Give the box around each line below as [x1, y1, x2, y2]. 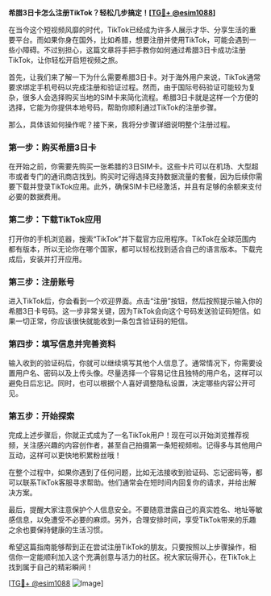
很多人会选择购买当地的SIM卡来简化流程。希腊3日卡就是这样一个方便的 [22, 93, 260, 102]
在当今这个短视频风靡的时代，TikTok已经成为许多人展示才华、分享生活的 [8, 25, 250, 35]
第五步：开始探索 [8, 411, 75, 422]
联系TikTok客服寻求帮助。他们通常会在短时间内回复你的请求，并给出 [22, 477, 250, 487]
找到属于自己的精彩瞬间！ [8, 562, 94, 572]
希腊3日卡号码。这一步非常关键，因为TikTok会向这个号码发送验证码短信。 [8, 306, 254, 315]
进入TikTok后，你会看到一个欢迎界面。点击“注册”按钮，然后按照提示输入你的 [8, 296, 263, 306]
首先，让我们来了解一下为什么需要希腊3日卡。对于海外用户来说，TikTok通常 [8, 73, 261, 81]
